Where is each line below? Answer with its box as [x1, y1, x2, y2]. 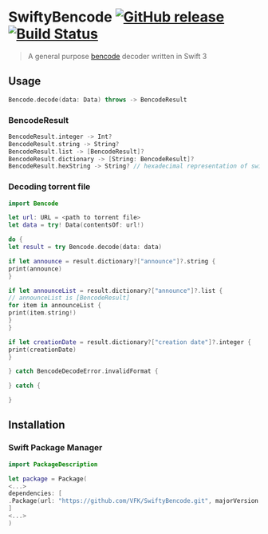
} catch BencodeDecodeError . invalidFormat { [8, 367, 159, 375]
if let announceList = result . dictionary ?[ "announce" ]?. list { [8, 287, 223, 295]
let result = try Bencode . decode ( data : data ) [8, 243, 162, 251]
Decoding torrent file [8, 181, 91, 192]
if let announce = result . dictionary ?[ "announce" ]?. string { [8, 257, 216, 265]
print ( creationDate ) [8, 346, 77, 354]
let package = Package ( [8, 475, 88, 483]
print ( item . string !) [8, 309, 77, 317]
